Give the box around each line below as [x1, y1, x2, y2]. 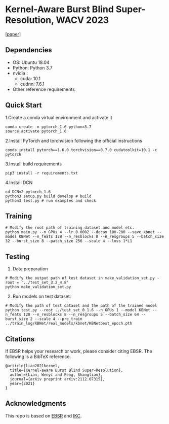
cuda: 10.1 [20, 75, 40, 82]
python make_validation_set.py [5, 285, 71, 290]
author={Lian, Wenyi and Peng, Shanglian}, [10, 372, 103, 377]
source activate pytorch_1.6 [5, 128, 67, 134]
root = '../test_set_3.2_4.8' [5, 280, 69, 285]
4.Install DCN [5, 179, 33, 186]
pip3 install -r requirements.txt [5, 170, 78, 175]
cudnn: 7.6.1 [20, 81, 45, 87]
